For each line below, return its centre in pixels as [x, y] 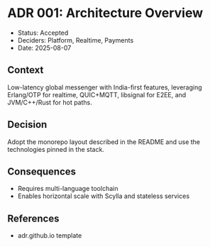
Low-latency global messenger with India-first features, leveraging [105, 87]
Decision [27, 125]
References [33, 218]
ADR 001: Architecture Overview [105, 13]
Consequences [42, 171]
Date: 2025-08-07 [44, 48]
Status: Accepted [43, 33]
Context [26, 70]
